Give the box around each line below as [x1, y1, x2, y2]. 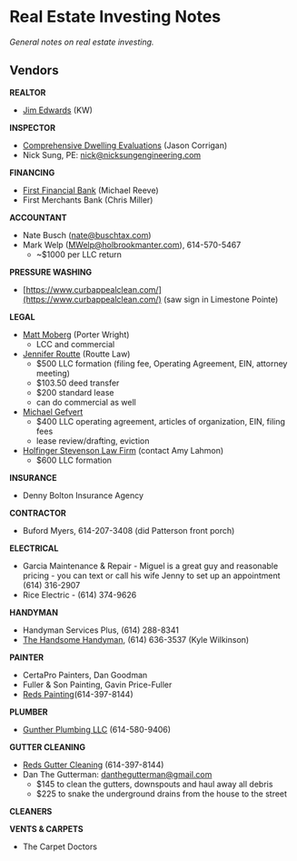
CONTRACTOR [9, 507, 66, 518]
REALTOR [9, 86, 46, 97]
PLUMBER [9, 706, 48, 717]
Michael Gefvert [22, 406, 84, 417]
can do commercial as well [35, 396, 136, 407]
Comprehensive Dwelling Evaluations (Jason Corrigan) [22, 139, 228, 151]
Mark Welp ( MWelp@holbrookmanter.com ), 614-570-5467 [22, 239, 242, 250]
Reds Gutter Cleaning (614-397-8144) [22, 759, 164, 770]
